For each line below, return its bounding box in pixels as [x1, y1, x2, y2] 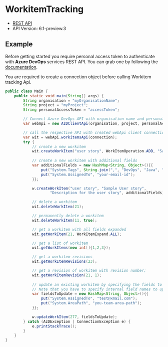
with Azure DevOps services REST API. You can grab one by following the [5, 59, 158, 65]
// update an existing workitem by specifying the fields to [31, 282, 162, 287]
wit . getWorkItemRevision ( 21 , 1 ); [31, 272, 101, 278]
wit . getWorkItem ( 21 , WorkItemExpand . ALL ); [31, 232, 122, 237]
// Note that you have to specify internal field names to [31, 287, 157, 292]
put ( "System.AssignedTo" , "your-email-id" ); [40, 172, 135, 177]
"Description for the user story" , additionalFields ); [49, 191, 166, 196]
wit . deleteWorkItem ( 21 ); [31, 204, 84, 209]
